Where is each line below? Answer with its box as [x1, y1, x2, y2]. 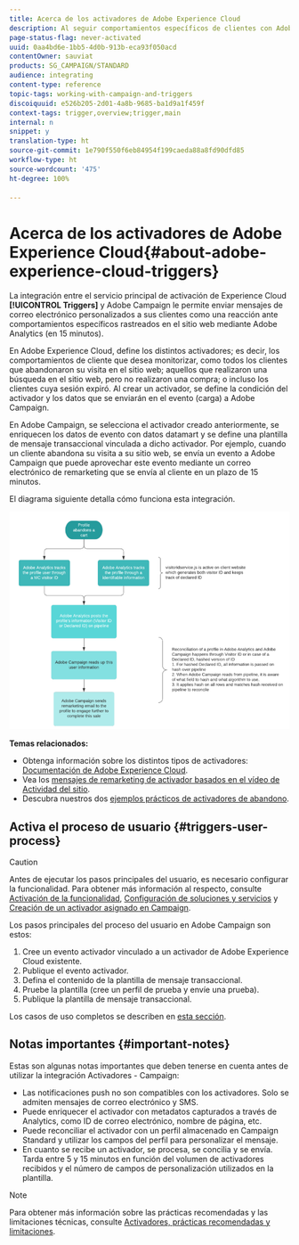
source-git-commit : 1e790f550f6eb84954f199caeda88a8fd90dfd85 [9, 146, 245, 155]
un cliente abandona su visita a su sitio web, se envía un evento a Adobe [9, 448, 276, 459]
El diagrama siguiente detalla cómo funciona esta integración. [9, 494, 236, 504]
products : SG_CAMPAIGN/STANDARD [9, 61, 129, 70]
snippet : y [9, 127, 50, 136]
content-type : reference [9, 80, 101, 89]
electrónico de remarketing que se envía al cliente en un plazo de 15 [9, 467, 259, 478]
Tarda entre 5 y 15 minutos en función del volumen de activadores [21, 1153, 264, 1164]
